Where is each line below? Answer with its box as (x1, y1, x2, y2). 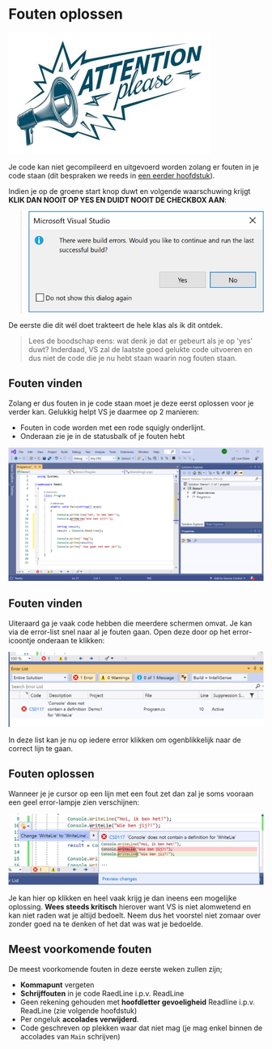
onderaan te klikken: (36, 635, 105, 645)
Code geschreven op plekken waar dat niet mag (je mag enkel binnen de (19, 1023, 263, 1033)
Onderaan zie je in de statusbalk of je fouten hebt (19, 431, 185, 441)
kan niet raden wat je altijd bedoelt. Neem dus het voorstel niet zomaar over (8, 910, 261, 921)
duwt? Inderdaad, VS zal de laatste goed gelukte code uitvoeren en (28, 344, 253, 354)
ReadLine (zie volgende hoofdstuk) (19, 1005, 138, 1015)
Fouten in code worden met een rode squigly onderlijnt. (19, 423, 206, 432)
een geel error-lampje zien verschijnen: (8, 797, 140, 807)
